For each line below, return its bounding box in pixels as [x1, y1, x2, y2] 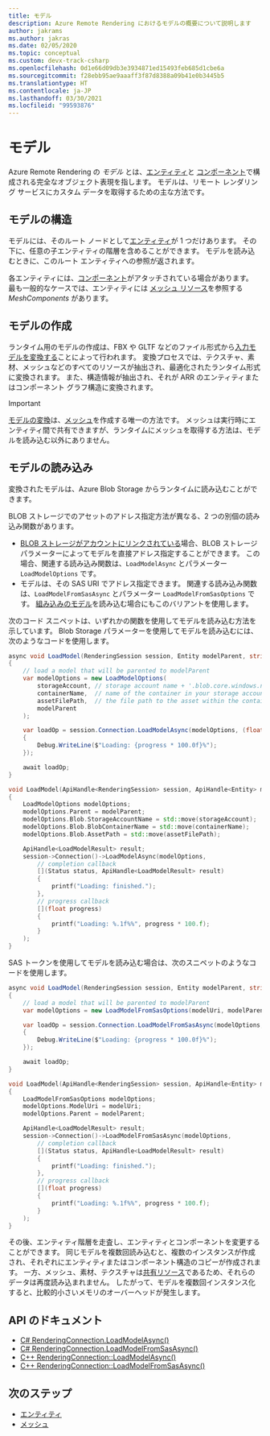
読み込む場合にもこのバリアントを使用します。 [99, 598, 253, 608]
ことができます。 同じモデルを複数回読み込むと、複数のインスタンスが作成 [8, 1248, 256, 1257]
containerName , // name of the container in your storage [37, 689, 239, 697]
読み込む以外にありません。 [22, 435, 114, 445]
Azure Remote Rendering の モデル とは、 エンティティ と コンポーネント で [8, 167, 253, 177]
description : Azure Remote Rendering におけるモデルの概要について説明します [8, 19, 252, 27]
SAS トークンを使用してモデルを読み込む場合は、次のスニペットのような [8, 958, 250, 967]
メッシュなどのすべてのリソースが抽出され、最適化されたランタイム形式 [22, 362, 261, 371]
